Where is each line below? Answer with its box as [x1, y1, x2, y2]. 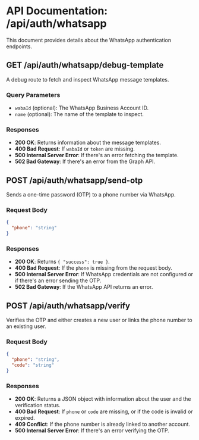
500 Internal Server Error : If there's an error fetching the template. [14, 152, 179, 159]
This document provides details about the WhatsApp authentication [6, 36, 172, 43]
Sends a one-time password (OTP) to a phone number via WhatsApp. [6, 191, 176, 198]
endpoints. [6, 43, 33, 50]
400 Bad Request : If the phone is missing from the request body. [14, 264, 172, 272]
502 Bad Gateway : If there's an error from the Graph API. [14, 158, 156, 165]
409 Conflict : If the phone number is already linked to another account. [14, 421, 191, 428]
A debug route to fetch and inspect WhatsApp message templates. [6, 76, 169, 83]
